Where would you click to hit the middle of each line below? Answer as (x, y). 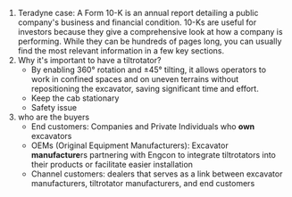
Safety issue (54, 107)
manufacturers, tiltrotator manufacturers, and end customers (143, 183)
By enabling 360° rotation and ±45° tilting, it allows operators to (148, 70)
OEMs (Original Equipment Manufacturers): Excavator (130, 145)
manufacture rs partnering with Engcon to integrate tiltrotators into (154, 155)
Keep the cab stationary (75, 98)
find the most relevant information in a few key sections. (121, 51)
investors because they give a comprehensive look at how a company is (150, 32)
